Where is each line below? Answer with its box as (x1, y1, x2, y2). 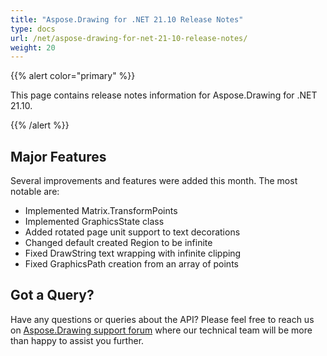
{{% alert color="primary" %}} (10, 70, 136, 82)
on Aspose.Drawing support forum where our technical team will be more (10, 324, 313, 336)
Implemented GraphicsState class (24, 216, 165, 228)
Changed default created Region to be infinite (24, 237, 213, 249)
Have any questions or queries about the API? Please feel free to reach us (10, 313, 315, 325)
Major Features (10, 148, 107, 165)
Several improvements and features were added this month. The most (10, 175, 298, 187)
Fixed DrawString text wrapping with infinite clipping (24, 247, 242, 260)
